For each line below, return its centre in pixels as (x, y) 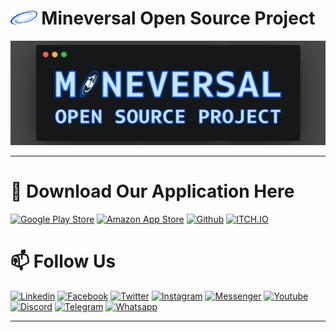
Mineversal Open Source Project (178, 18)
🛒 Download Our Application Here (152, 191)
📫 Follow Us (63, 261)
